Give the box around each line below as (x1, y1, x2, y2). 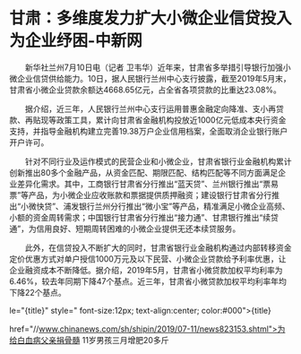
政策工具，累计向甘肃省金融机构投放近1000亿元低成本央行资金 (56, 114, 287, 125)
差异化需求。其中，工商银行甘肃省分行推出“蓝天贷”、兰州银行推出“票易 (16, 178, 279, 189)
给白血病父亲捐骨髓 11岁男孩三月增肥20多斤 (9, 334, 169, 345)
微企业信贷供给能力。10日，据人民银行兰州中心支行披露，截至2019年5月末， (9, 73, 291, 83)
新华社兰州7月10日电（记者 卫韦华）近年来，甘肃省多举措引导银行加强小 (24, 62, 291, 73)
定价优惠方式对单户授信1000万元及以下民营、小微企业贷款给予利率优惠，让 (9, 253, 287, 264)
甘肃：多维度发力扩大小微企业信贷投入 (9, 8, 293, 29)
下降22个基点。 (9, 287, 67, 298)
